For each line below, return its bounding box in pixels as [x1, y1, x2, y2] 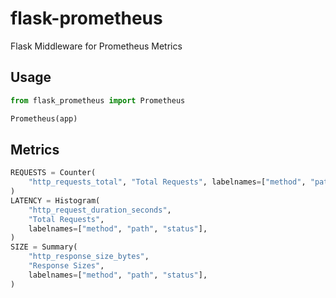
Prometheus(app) [10, 113, 78, 124]
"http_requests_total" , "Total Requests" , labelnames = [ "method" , [28, 177, 307, 187]
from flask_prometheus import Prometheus [10, 95, 186, 106]
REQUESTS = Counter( [10, 168, 97, 178]
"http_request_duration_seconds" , [28, 205, 172, 215]
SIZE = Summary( [10, 242, 78, 252]
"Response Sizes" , [28, 261, 105, 271]
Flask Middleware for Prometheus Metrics [10, 40, 183, 52]
